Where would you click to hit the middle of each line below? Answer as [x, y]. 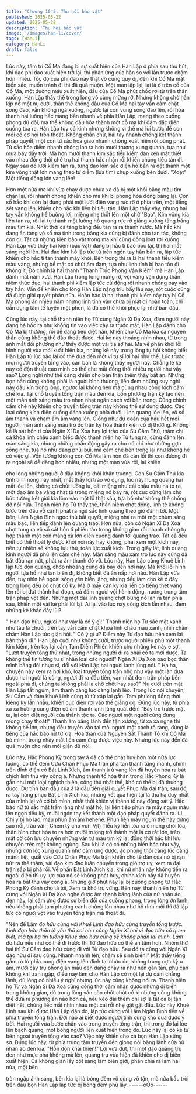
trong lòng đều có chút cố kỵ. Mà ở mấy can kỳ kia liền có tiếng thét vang [94, 585]
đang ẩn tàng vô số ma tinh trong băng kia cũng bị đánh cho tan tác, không [96, 233]
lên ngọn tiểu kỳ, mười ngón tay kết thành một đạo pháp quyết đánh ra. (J [94, 813]
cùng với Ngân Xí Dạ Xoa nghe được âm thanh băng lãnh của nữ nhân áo [93, 894]
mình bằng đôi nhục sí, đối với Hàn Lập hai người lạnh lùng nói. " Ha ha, [92, 665]
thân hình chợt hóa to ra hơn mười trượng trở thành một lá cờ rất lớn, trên [93, 832]
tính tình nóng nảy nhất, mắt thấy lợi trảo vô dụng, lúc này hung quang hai [94, 479]
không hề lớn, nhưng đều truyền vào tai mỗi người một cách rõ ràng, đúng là [97, 727]
